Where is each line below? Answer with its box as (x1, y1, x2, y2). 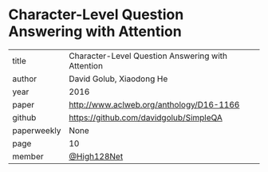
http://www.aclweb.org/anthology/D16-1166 (69, 99, 240, 110)
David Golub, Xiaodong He (69, 73, 168, 84)
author (12, 73, 37, 84)
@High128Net (69, 150, 124, 162)
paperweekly (12, 125, 61, 136)
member (12, 150, 44, 162)
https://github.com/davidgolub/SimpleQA (69, 111, 223, 123)
